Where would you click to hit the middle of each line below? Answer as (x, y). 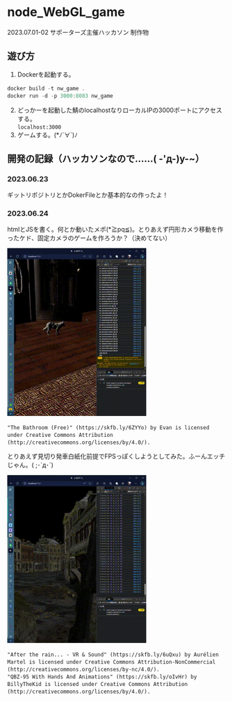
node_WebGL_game (66, 12)
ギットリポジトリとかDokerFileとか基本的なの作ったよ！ (88, 195)
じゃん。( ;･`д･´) (30, 465)
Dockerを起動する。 (46, 74)
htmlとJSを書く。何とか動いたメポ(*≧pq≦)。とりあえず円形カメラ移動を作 (115, 230)
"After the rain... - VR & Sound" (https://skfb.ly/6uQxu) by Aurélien (113, 655)
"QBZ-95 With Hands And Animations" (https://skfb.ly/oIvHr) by (102, 677)
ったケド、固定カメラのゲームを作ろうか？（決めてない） (89, 238)
